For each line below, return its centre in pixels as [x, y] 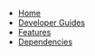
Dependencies [45, 42]
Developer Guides [52, 23]
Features [34, 32]
